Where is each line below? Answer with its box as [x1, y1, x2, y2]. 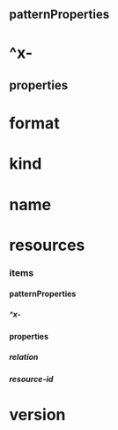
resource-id [9, 374, 54, 385]
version [9, 405, 66, 425]
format [9, 113, 60, 134]
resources [9, 235, 85, 255]
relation [9, 351, 39, 362]
